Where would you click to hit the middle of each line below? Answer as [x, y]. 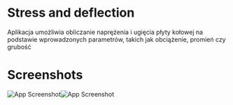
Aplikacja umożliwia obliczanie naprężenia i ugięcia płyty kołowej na [105, 32]
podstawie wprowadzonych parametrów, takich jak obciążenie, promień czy [116, 39]
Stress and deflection [71, 13]
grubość [19, 47]
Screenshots [45, 75]
